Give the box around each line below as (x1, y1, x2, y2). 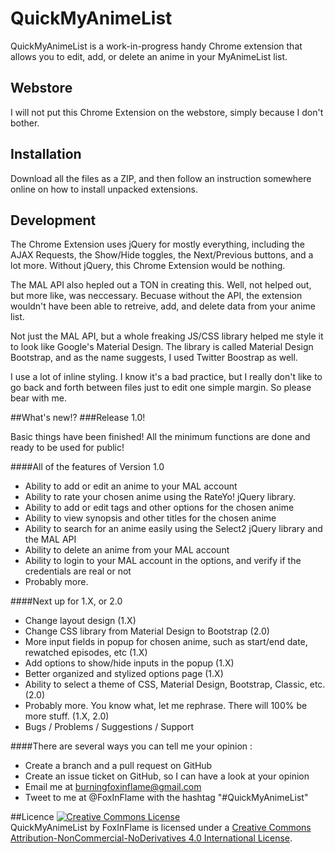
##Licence (10, 811, 55, 823)
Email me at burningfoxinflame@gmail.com (24, 781, 202, 793)
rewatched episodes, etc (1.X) (24, 647, 148, 659)
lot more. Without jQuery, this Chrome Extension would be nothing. (10, 260, 286, 272)
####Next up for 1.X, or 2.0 (10, 595, 123, 607)
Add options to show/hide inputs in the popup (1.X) (24, 657, 235, 669)
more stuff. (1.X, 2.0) (24, 710, 110, 722)
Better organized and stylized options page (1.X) (24, 668, 224, 680)
